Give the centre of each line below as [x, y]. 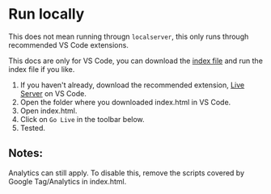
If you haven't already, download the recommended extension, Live [132, 85]
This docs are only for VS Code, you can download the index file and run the [135, 61]
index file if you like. [42, 69]
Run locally [47, 14]
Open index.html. [49, 111]
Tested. [33, 128]
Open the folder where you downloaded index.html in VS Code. [125, 102]
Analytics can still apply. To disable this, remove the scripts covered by [127, 173]
